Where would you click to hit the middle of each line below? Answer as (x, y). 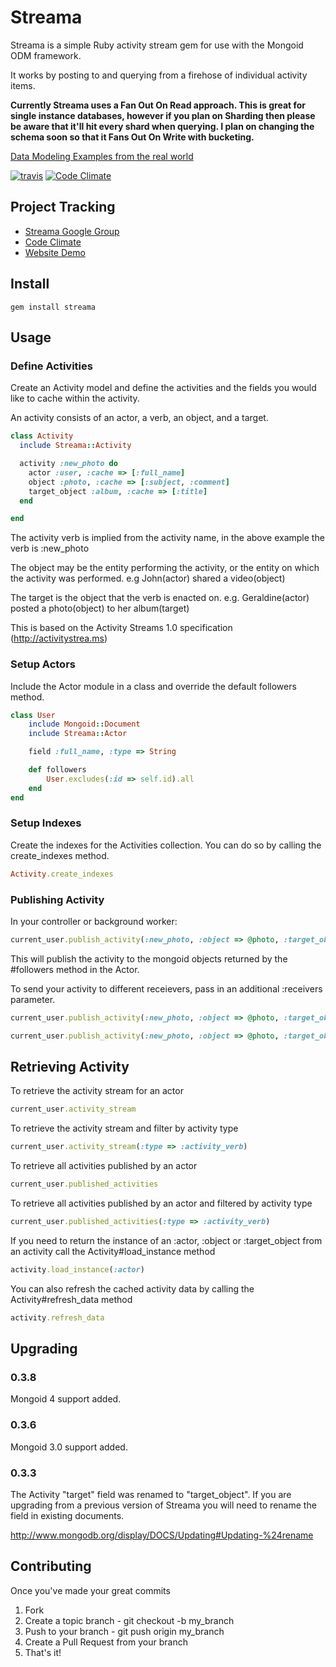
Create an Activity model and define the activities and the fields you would (163, 388)
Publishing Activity (57, 899)
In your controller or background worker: (94, 922)
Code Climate (53, 242)
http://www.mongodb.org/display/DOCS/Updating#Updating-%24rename (162, 1535)
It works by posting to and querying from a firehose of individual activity (159, 75)
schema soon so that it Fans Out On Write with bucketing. (132, 137)
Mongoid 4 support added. (66, 1399)
